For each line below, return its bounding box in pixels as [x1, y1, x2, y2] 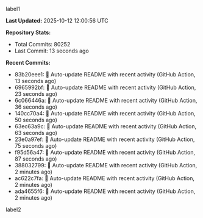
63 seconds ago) [14, 129, 57, 136]
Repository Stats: [5, 29, 51, 36]
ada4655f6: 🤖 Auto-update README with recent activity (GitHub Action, [14, 187, 196, 195]
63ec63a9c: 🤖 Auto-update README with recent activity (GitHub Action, [14, 123, 197, 130]
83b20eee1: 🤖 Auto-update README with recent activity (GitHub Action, [14, 71, 196, 78]
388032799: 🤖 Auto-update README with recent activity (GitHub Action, [14, 162, 198, 169]
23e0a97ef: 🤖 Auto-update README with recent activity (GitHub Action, [14, 136, 195, 143]
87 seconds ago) [14, 155, 57, 162]
